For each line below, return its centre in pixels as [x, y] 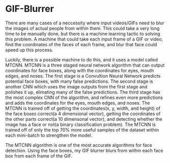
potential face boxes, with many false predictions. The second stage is [79, 81]
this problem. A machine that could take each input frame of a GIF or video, [84, 39]
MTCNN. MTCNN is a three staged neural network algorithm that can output [85, 65]
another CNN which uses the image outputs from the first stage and [76, 86]
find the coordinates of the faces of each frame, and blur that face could [81, 44]
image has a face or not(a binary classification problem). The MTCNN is [81, 124]
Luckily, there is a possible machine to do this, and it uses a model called [82, 59]
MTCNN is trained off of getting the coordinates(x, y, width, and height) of [83, 108]
